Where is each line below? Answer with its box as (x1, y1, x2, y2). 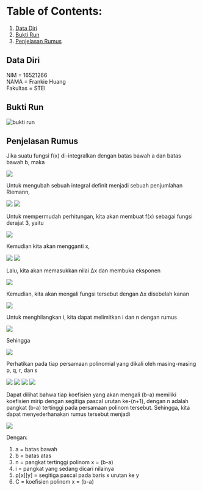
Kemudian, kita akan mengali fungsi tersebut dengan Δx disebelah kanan (6, 290, 189, 297)
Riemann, (6, 188, 31, 196)
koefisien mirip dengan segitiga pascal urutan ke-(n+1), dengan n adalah (6, 398, 189, 405)
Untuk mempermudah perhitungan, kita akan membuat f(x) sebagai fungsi (6, 213, 193, 220)
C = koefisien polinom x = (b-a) (15, 478, 95, 486)
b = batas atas (15, 452, 52, 459)
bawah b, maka (6, 159, 45, 166)
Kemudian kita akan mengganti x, (6, 242, 90, 250)
